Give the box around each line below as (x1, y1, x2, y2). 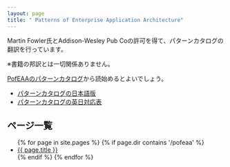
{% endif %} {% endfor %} (17, 153, 94, 161)
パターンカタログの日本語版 (17, 89, 97, 97)
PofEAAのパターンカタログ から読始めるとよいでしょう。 (7, 74, 168, 83)
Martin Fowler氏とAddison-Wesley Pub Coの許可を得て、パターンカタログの (7, 36, 224, 45)
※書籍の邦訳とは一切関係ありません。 (7, 59, 114, 68)
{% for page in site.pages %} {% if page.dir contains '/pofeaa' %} (17, 139, 205, 147)
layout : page (7, 10, 45, 17)
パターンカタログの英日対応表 (17, 97, 102, 106)
